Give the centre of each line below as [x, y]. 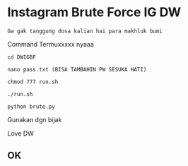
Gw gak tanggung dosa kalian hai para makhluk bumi [85, 31]
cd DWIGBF [22, 57]
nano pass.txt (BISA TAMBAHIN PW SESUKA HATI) [77, 69]
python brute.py [31, 107]
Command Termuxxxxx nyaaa [51, 44]
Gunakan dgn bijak [35, 119]
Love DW [20, 133]
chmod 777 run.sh [33, 82]
